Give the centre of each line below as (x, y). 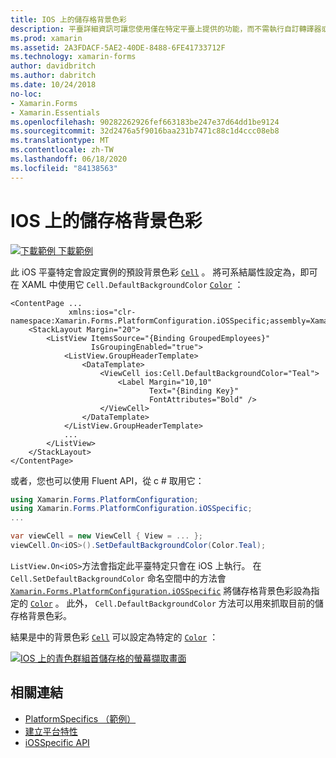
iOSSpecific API (57, 742)
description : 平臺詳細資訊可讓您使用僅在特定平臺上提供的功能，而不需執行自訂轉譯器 (166, 29)
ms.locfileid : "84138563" (64, 168)
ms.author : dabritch (53, 76)
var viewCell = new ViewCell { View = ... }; (106, 536)
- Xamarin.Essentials (55, 112)
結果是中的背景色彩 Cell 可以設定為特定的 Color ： (114, 637)
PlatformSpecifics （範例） (80, 718)
